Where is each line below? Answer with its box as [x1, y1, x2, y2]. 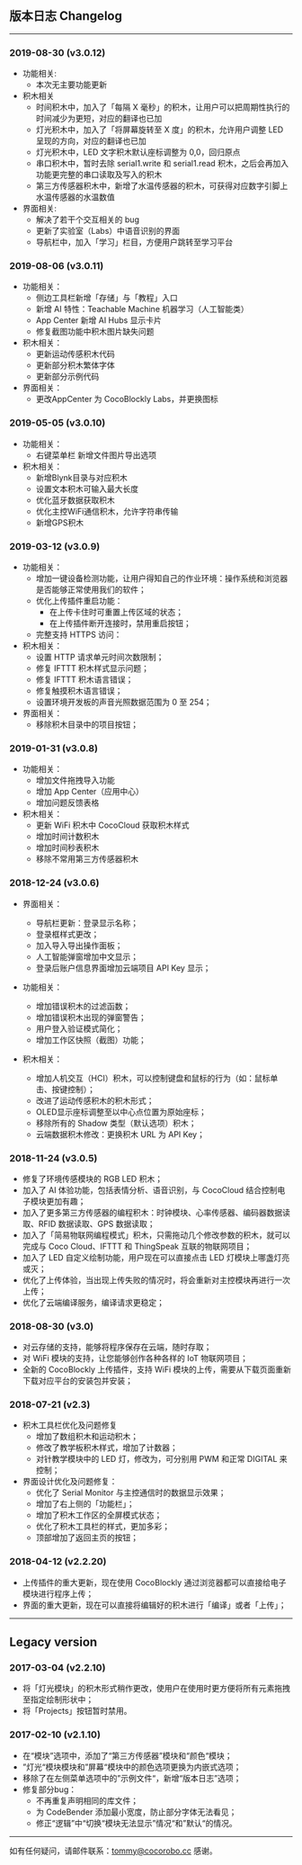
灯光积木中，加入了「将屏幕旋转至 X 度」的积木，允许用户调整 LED [35, 124, 284, 135]
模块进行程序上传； [22, 1588, 94, 1599]
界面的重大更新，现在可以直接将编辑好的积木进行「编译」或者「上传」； [22, 1600, 287, 1610]
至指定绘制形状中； [22, 1694, 94, 1705]
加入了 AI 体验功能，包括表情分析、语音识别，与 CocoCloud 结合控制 [22, 1184, 278, 1195]
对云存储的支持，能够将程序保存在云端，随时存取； [22, 1341, 212, 1352]
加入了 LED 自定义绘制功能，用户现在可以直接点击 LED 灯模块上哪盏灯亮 [22, 1251, 290, 1262]
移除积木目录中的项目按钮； [35, 719, 139, 730]
